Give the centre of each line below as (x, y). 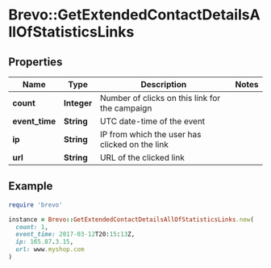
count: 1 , (32, 227)
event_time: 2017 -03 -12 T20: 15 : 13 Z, (75, 234)
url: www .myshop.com (50, 249)
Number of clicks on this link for (160, 98)
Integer (78, 103)
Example (31, 186)
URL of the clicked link (142, 157)
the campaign (126, 108)
